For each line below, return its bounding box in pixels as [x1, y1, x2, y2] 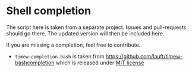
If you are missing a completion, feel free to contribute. [6, 41, 141, 48]
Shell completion [6, 4, 91, 18]
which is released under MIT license [55, 59, 144, 66]
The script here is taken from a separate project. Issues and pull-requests [6, 24, 187, 31]
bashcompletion [14, 59, 55, 66]
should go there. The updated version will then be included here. [6, 30, 165, 37]
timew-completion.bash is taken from [14, 53, 105, 60]
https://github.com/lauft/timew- [105, 53, 183, 60]
